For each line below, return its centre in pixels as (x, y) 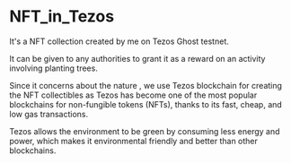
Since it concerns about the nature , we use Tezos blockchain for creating (146, 85)
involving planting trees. (54, 68)
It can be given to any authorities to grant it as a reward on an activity (137, 58)
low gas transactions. (48, 114)
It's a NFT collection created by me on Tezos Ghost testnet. (119, 41)
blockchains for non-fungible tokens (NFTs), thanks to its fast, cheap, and (146, 104)
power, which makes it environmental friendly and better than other (134, 141)
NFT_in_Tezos (62, 17)
